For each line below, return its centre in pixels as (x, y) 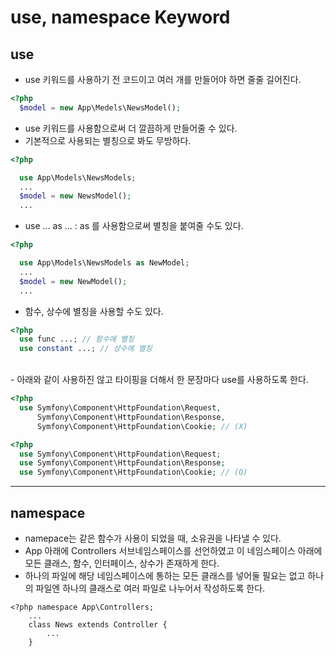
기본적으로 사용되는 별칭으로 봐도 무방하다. (108, 140)
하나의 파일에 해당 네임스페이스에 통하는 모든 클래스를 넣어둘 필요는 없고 (165, 575)
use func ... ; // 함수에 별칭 (77, 339)
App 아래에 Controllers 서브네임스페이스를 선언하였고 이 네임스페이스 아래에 (173, 550)
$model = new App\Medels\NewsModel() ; (100, 107)
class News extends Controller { (98, 624)
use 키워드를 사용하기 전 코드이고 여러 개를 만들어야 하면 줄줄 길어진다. (163, 79)
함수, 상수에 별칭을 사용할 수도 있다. (94, 311)
